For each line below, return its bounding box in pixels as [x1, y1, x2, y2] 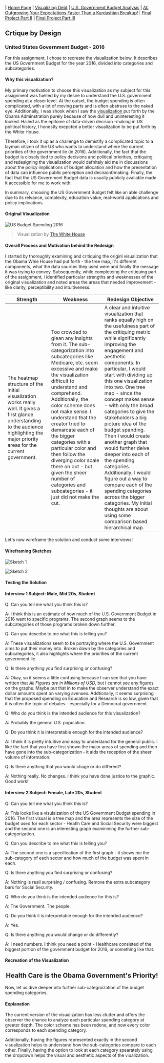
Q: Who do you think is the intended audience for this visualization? [5, 710, 141, 716]
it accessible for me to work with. [5, 180, 72, 186]
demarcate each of [51, 427, 95, 434]
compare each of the [104, 481, 152, 488]
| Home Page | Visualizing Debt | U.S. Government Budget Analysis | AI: [5, 5, 149, 10]
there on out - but [51, 463, 93, 470]
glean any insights [51, 335, 93, 342]
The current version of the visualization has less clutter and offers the [5, 1012, 145, 1018]
